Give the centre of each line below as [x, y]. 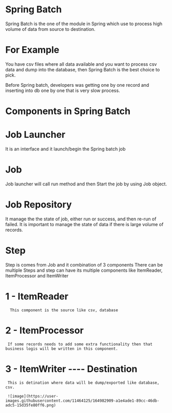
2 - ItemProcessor [44, 330]
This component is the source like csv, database [64, 310]
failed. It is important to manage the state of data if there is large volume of [84, 224]
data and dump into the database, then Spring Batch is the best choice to [83, 69]
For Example [32, 50]
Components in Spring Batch [68, 111]
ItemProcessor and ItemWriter [37, 275]
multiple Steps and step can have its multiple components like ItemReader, [84, 270]
